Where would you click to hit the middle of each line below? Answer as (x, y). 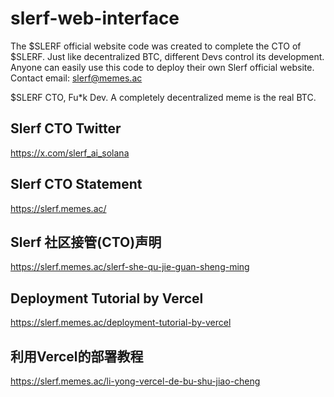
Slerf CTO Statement (76, 184)
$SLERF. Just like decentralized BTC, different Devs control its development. (167, 56)
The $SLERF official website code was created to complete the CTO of (156, 46)
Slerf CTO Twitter (66, 128)
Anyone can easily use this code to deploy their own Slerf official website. (162, 67)
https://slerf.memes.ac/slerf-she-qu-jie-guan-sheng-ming (130, 267)
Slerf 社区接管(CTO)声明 (86, 242)
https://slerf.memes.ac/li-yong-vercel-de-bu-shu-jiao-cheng (135, 381)
